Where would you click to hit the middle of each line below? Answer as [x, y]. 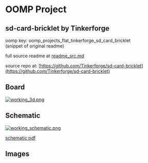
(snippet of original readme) [35, 46]
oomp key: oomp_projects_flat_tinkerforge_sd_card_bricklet [68, 40]
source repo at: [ [23, 66]
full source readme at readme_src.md [45, 56]
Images [17, 154]
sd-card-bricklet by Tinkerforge [57, 28]
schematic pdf [20, 138]
